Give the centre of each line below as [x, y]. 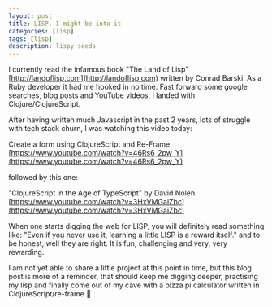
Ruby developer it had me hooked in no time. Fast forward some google [128, 87]
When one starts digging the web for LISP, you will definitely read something [136, 226]
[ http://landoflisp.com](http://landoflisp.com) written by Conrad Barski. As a [135, 78]
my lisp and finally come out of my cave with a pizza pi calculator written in [134, 285]
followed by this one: [43, 178]
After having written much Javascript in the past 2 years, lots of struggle [130, 120]
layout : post [30, 16]
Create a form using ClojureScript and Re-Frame [89, 144]
